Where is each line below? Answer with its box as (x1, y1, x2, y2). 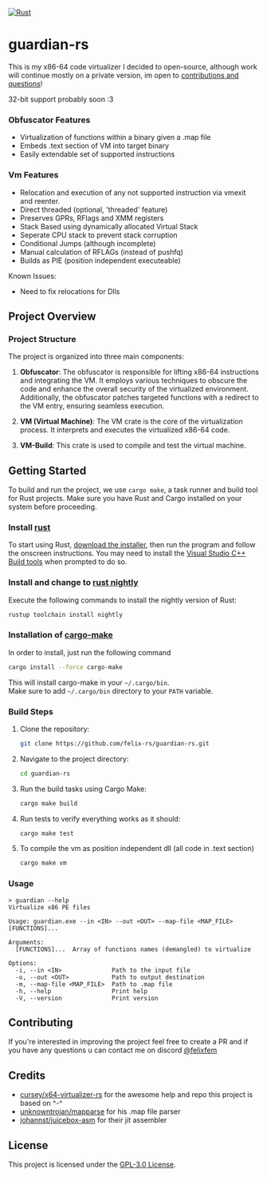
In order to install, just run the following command (8, 647, 171, 657)
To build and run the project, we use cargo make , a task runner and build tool (8, 485, 258, 495)
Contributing (8, 1016, 73, 1030)
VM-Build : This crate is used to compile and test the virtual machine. (19, 440, 247, 451)
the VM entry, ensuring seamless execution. (19, 401, 165, 411)
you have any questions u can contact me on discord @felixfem (8, 1045, 218, 1055)
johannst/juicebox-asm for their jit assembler (19, 1115, 167, 1125)
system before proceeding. (8, 502, 97, 511)
